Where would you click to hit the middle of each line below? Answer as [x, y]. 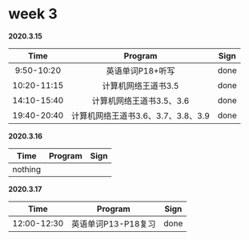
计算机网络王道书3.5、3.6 [141, 101]
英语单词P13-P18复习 [113, 223]
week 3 [33, 14]
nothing [27, 169]
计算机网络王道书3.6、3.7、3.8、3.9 [141, 115]
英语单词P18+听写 [141, 70]
